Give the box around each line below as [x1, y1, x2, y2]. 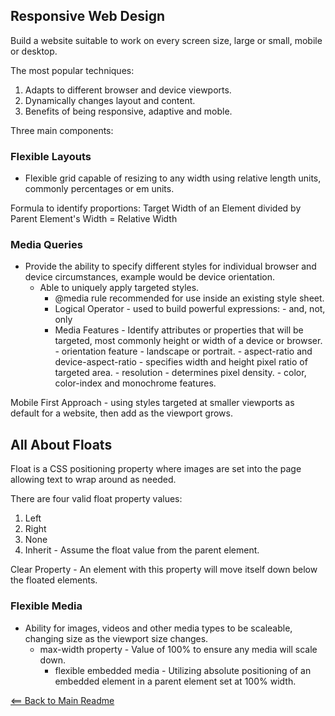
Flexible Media [10, 599, 83, 613]
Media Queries [10, 238, 83, 252]
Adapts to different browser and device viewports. [24, 84, 232, 96]
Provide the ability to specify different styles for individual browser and [24, 260, 317, 273]
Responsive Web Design [10, 8, 166, 25]
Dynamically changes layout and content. [24, 94, 196, 106]
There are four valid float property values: [10, 493, 183, 505]
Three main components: [10, 124, 114, 136]
